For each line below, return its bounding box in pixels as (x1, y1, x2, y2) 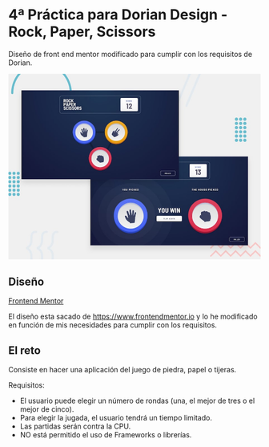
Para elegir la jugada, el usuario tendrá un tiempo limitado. (19, 413, 212, 423)
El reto (8, 343, 42, 357)
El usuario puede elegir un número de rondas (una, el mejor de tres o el (19, 396, 255, 406)
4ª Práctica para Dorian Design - (8, 6, 228, 24)
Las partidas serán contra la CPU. (19, 421, 131, 431)
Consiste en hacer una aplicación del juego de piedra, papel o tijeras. (8, 365, 237, 375)
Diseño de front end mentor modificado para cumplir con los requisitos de (8, 49, 253, 59)
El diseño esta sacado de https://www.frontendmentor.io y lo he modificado (8, 311, 258, 322)
